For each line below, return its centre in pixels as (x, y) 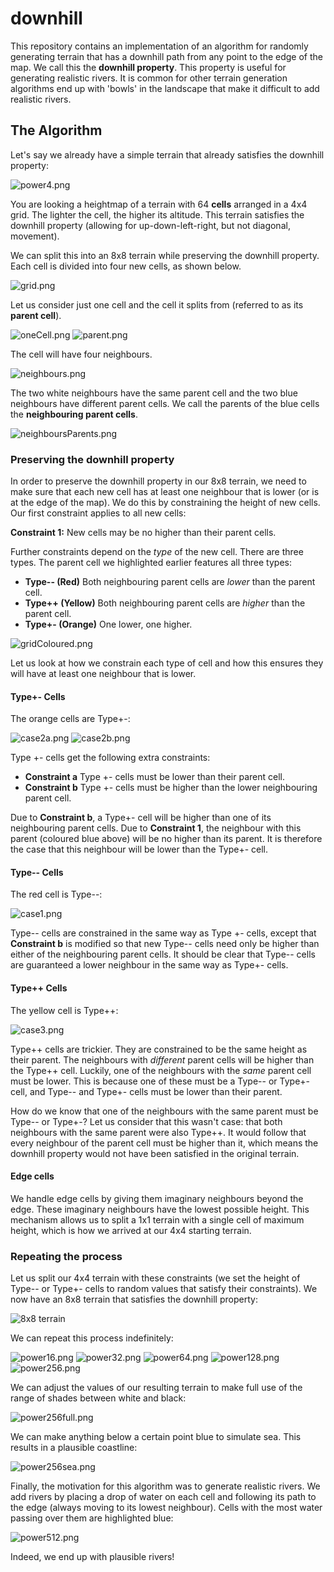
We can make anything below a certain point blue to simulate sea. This (156, 1437)
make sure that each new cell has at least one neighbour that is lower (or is (165, 492)
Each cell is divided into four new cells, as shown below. (126, 266)
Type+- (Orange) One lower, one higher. (108, 624)
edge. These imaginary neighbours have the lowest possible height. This (160, 1209)
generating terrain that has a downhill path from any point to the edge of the (166, 56)
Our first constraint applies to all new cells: (98, 513)
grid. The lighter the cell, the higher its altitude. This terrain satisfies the (157, 214)
